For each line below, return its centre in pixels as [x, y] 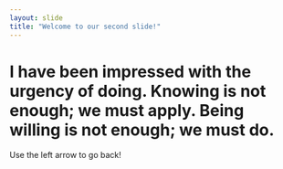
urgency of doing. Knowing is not [138, 91]
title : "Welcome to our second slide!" [85, 26]
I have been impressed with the [131, 72]
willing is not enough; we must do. [142, 130]
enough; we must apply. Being [127, 110]
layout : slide [37, 18]
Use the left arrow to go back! [65, 155]
